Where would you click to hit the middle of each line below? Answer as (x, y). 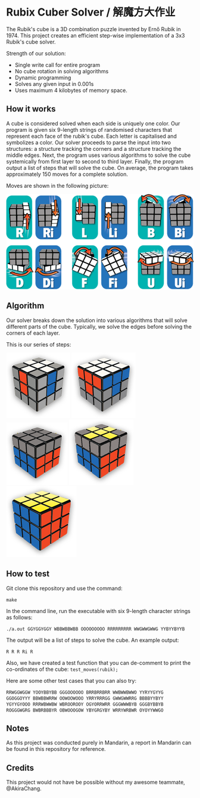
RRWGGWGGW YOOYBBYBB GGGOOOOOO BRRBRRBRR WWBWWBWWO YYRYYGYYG (85, 692)
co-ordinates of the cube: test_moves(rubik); (62, 669)
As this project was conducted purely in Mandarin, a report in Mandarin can (99, 743)
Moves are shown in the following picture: (57, 185)
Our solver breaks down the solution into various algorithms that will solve (97, 320)
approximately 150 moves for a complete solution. (67, 174)
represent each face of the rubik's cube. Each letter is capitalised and (91, 136)
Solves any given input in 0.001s (54, 83)
